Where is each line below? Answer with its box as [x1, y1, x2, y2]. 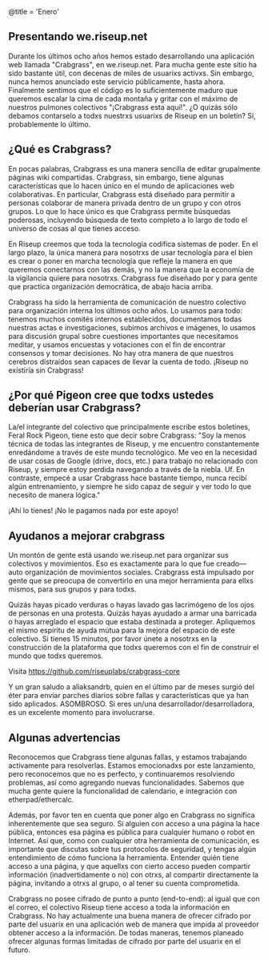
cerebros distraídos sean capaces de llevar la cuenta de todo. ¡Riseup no [8, 357, 249, 366]
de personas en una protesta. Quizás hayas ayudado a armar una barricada [8, 608, 258, 618]
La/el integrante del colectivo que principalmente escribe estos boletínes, [8, 422, 250, 432]
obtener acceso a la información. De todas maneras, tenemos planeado [8, 928, 244, 938]
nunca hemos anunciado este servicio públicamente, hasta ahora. [8, 76, 226, 87]
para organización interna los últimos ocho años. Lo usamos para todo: [8, 305, 242, 315]
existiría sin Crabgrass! [8, 365, 84, 375]
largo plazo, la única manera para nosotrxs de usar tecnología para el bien [8, 248, 254, 257]
